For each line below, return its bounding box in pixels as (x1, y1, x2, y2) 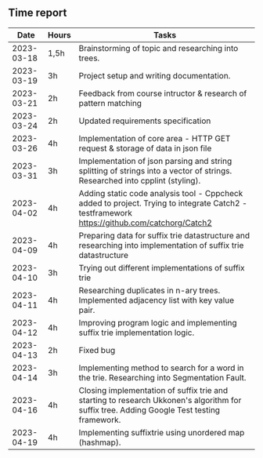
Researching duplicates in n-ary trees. (78, 285, 221, 296)
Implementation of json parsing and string (78, 155, 232, 166)
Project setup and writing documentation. (78, 70, 231, 81)
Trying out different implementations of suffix (78, 262, 245, 273)
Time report (8, 6, 67, 20)
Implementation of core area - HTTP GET (78, 133, 231, 144)
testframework (78, 207, 133, 218)
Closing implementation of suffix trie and (78, 384, 229, 395)
